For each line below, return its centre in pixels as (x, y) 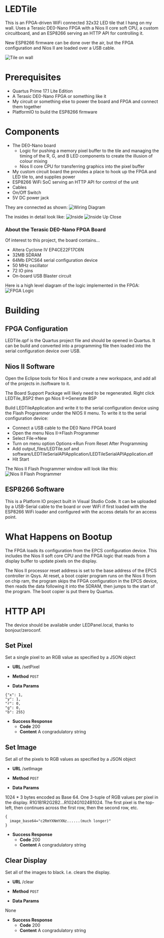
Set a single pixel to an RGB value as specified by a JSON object (70, 657)
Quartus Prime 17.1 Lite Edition (42, 91)
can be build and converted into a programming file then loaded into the (78, 346)
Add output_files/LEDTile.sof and (46, 448)
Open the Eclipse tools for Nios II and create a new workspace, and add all (81, 378)
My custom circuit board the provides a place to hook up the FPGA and (84, 171)
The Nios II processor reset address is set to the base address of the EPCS (81, 570)
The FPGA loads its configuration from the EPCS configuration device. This (81, 550)
